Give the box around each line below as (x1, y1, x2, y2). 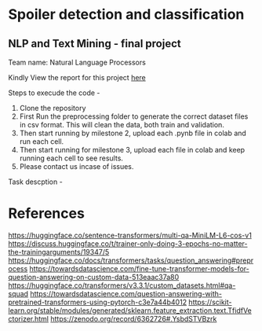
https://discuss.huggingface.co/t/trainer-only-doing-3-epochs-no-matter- (8, 238, 248, 248)
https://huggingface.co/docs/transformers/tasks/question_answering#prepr (8, 256, 253, 265)
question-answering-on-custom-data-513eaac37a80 (8, 272, 180, 281)
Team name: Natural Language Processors (8, 57, 147, 67)
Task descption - (8, 177, 63, 186)
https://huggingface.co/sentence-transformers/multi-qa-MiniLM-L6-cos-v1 (8, 230, 253, 240)
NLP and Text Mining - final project (8, 37, 182, 50)
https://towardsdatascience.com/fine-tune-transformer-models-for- (29, 263, 249, 273)
